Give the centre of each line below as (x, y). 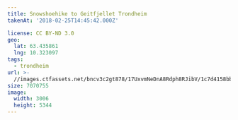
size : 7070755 (28, 85)
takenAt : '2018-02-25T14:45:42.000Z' (63, 20)
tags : (15, 60)
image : (17, 92)
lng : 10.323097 (36, 53)
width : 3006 (32, 99)
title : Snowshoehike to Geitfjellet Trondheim (77, 14)
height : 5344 (33, 106)
